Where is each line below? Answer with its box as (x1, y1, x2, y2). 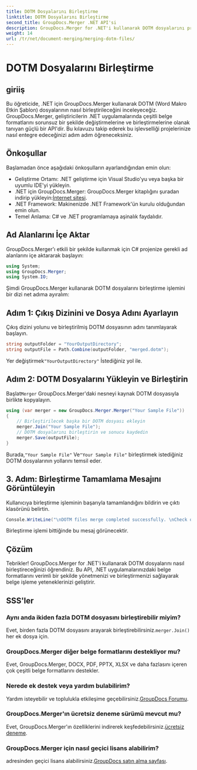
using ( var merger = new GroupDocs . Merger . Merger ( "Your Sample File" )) (6, 407, 185, 413)
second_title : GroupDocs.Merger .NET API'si (6, 19, 117, 25)
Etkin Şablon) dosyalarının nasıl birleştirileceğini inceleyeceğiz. (6, 106, 158, 113)
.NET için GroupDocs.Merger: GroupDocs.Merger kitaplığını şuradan (14, 188, 179, 195)
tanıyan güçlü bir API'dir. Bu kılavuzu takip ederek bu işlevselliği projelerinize (6, 125, 191, 132)
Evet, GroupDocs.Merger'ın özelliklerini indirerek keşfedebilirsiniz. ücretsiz (6, 723, 185, 730)
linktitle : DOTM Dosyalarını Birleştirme (6, 14, 109, 20)
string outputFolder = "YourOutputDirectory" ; (6, 342, 122, 347)
